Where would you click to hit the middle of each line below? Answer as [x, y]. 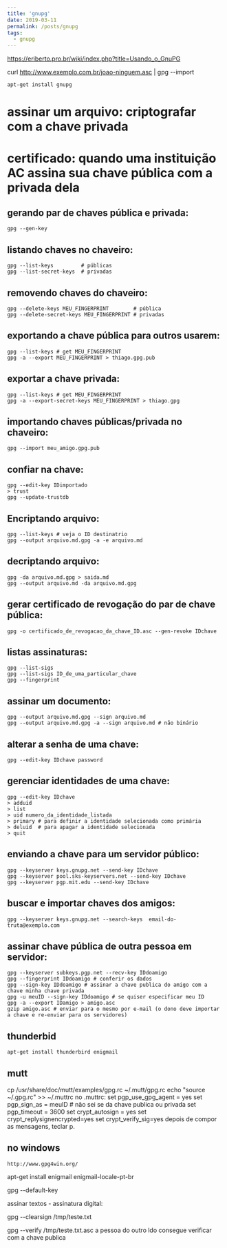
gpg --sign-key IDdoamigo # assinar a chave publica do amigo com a [107, 985]
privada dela [44, 187]
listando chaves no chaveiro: [70, 250]
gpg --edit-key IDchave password [55, 760]
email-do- [163, 919]
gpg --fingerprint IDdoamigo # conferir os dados [80, 979]
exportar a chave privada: [64, 379]
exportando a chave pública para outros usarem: [113, 336]
